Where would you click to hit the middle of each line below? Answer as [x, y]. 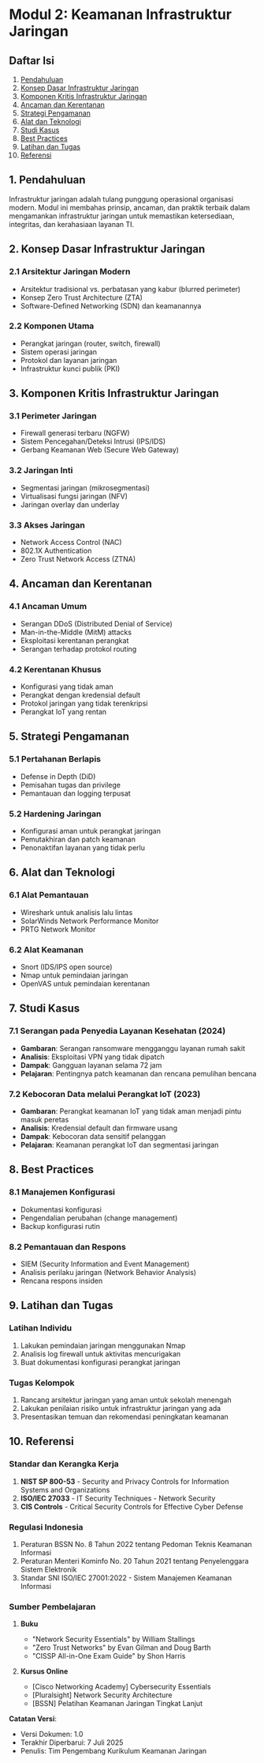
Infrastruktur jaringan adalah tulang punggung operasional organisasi [121, 199]
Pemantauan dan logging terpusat [75, 793]
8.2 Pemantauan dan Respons [68, 1247]
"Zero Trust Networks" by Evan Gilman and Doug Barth [121, 1648]
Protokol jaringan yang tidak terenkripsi [84, 704]
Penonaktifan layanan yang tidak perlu [82, 848]
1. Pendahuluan [47, 180]
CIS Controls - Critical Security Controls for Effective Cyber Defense [132, 1506]
